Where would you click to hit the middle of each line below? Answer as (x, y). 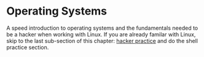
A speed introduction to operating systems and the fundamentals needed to (102, 28)
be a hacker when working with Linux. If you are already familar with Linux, (101, 34)
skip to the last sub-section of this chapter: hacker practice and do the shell (102, 41)
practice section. (28, 47)
